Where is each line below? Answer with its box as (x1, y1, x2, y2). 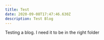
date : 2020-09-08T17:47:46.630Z (5, 12, 71, 17)
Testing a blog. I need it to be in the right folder (5, 30, 100, 36)
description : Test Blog (5, 16, 54, 21)
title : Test (5, 7, 29, 12)
